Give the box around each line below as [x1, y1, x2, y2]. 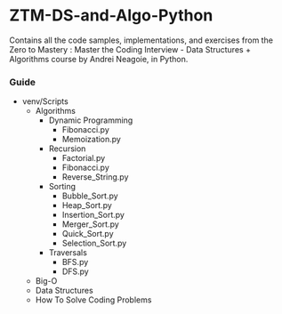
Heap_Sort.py [61, 200, 113, 211]
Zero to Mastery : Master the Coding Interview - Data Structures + [9, 44, 252, 54]
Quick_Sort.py [61, 229, 114, 239]
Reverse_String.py [61, 172, 129, 182]
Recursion [48, 143, 86, 154]
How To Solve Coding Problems [35, 294, 152, 305]
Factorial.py [61, 153, 106, 164]
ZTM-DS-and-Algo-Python [9, 5, 214, 26]
